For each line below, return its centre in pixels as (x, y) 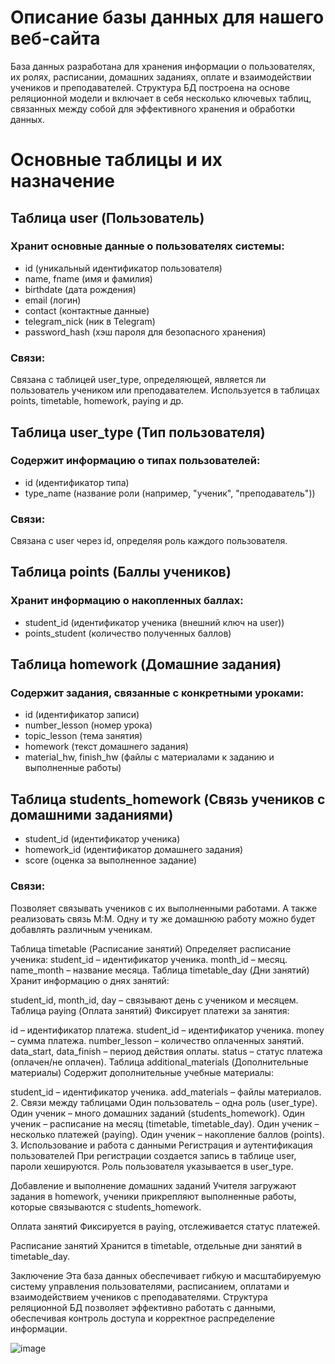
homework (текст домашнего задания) (106, 747)
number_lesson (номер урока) (88, 725)
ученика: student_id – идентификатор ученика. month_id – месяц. (149, 959)
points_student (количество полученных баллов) (128, 633)
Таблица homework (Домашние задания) (146, 664)
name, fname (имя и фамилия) (88, 278)
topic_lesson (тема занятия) (83, 736)
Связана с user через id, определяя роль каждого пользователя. (149, 541)
